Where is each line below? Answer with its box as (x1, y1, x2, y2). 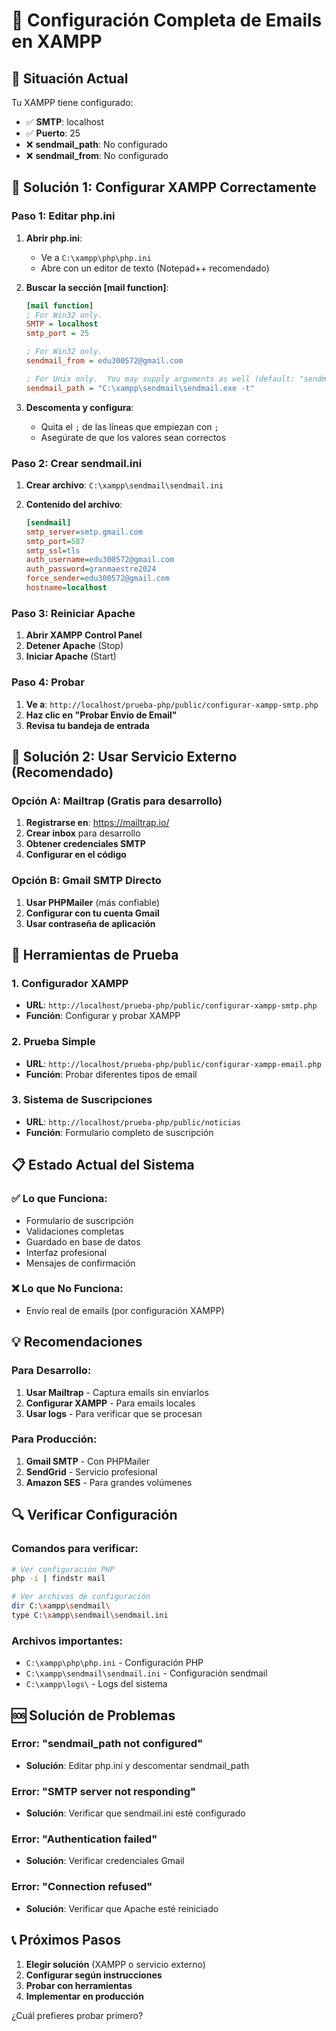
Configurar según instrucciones (25, 1969, 163, 1981)
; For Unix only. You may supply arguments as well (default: (25, 374, 296, 384)
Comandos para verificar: (11, 1542, 139, 1556)
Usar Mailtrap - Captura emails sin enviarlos (25, 1386, 209, 1398)
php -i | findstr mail (11, 1574, 106, 1584)
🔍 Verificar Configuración (11, 1507, 178, 1524)
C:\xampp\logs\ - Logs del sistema (25, 1678, 168, 1690)
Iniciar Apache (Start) (25, 650, 117, 663)
